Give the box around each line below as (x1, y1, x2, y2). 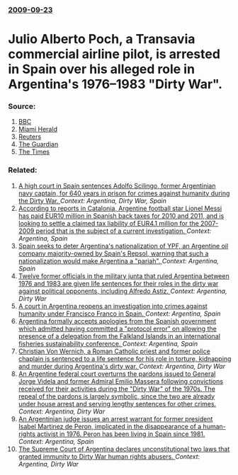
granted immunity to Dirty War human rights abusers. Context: (18, 452, 200, 461)
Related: (8, 165, 38, 175)
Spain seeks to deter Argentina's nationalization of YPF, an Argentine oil (18, 241, 229, 250)
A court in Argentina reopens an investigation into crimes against (18, 302, 208, 310)
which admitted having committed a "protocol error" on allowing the (18, 324, 217, 333)
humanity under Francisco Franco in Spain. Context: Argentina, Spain (18, 309, 221, 318)
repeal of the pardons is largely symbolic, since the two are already (18, 391, 215, 401)
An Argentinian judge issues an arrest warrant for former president (18, 414, 213, 423)
